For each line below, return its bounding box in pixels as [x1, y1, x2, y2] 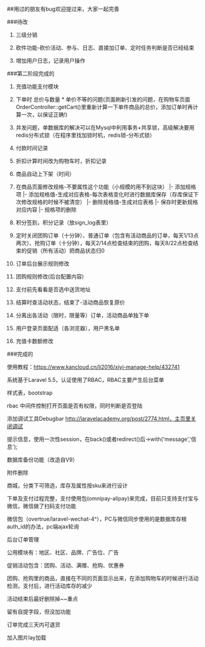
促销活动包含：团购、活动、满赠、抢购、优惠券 [7, 562, 124, 569]
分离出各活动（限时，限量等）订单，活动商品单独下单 [15, 312, 150, 319]
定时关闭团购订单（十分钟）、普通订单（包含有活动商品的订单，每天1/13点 [15, 232, 199, 239]
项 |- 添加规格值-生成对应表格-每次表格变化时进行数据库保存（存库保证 [15, 191, 193, 198]
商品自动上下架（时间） [15, 170, 75, 178]
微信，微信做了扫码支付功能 [7, 502, 77, 510]
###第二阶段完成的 [7, 70, 55, 77]
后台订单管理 [7, 536, 39, 543]
